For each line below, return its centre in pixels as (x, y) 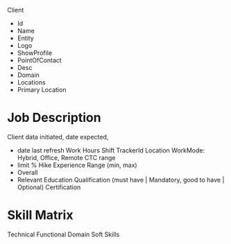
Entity (26, 38)
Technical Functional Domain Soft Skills (63, 234)
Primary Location (42, 90)
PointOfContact (40, 60)
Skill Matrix (40, 215)
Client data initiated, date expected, (58, 137)
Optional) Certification (49, 187)
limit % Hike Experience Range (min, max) (77, 165)
